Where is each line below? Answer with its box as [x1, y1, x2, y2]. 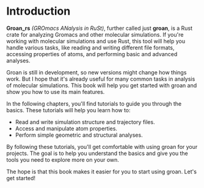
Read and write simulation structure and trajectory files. [15, 118, 155, 126]
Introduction [6, 4, 71, 18]
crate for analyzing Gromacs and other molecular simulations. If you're [6, 31, 184, 38]
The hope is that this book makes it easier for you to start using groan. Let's [6, 168, 197, 175]
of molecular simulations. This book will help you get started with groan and [6, 81, 197, 89]
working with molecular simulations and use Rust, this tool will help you [6, 37, 186, 45]
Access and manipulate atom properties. [15, 125, 118, 132]
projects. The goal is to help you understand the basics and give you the [6, 150, 188, 157]
